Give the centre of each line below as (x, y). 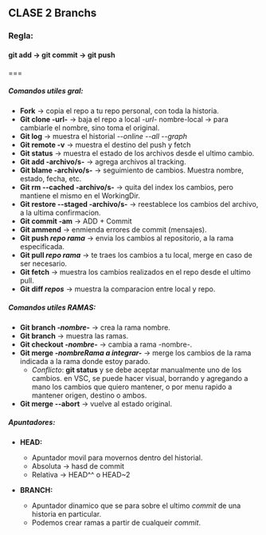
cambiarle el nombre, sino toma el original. (90, 128)
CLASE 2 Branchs (53, 13)
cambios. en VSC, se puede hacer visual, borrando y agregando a (140, 378)
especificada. (42, 247)
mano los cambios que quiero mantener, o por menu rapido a (132, 387)
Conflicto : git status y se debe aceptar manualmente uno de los (137, 370)
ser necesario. (43, 264)
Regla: (21, 36)
